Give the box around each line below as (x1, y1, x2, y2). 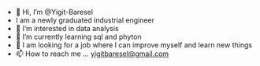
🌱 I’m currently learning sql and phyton (15, 32, 142, 41)
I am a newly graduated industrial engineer (15, 16, 155, 25)
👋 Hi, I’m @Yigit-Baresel (15, 8, 93, 16)
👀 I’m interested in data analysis (15, 24, 120, 33)
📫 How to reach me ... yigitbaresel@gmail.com (15, 49, 169, 58)
